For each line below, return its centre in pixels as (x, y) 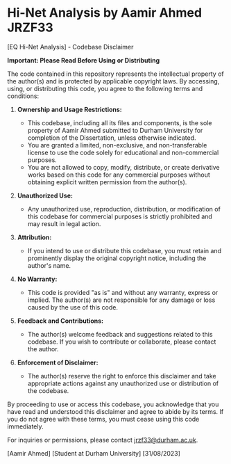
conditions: (23, 96)
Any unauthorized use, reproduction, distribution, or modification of (124, 209)
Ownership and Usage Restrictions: (70, 109)
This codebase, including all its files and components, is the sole (120, 122)
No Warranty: (37, 279)
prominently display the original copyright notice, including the (117, 258)
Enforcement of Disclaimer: (58, 362)
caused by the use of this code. (73, 307)
